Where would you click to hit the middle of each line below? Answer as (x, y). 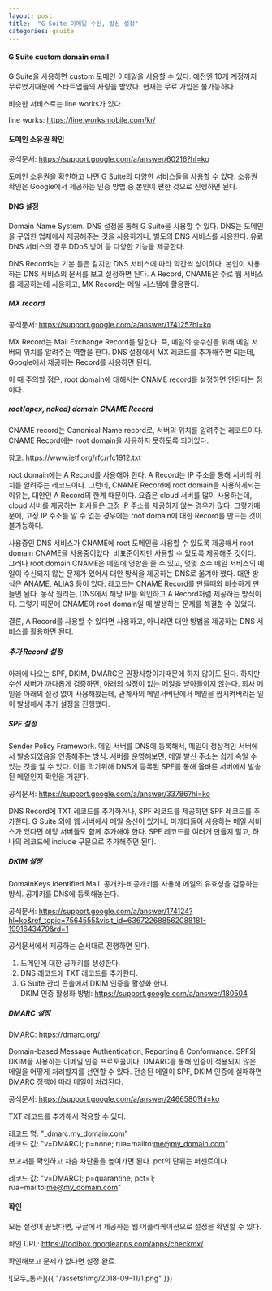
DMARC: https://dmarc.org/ (54, 1034)
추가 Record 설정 (36, 652)
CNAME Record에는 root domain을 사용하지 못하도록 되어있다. (109, 440)
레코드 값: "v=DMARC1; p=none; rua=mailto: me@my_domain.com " (119, 1143)
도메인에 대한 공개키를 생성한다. (70, 963)
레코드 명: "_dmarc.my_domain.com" (68, 1133)
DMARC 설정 (30, 1013)
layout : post (30, 16)
